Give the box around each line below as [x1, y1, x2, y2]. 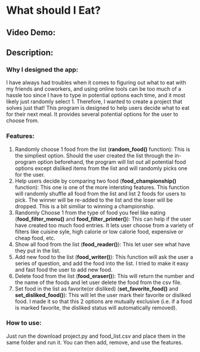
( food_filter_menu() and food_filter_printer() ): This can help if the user [14, 215, 192, 223]
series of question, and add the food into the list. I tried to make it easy [14, 260, 189, 267]
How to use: [6, 319, 42, 327]
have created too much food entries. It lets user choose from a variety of [14, 221, 194, 229]
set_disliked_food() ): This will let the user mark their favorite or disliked [14, 291, 191, 298]
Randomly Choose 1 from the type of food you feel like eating [14, 209, 166, 216]
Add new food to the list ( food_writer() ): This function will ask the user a [14, 253, 193, 260]
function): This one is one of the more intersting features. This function [14, 183, 190, 191]
